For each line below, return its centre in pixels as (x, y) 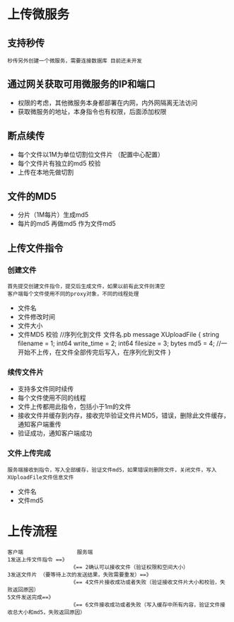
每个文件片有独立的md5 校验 (59, 163)
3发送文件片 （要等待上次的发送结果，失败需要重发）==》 (80, 575)
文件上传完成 (29, 454)
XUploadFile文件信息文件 (41, 477)
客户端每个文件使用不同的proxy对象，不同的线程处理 (73, 294)
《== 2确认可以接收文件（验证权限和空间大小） (129, 567)
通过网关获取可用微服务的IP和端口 (81, 85)
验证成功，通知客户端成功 (55, 433)
